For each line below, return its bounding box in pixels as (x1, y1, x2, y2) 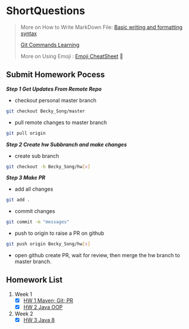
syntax (20, 29, 37, 36)
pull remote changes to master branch (14, 119, 107, 126)
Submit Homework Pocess (6, 69, 105, 80)
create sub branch (14, 152, 59, 159)
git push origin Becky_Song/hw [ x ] (6, 241, 91, 247)
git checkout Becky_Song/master (6, 108, 85, 114)
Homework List (6, 275, 63, 285)
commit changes (14, 208, 56, 215)
